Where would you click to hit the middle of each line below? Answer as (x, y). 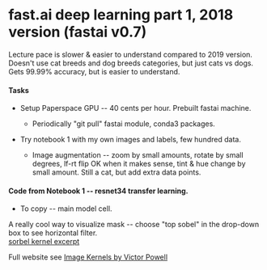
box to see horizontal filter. (53, 233)
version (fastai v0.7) (78, 32)
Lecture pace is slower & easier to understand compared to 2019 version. (131, 54)
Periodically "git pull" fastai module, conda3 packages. (124, 124)
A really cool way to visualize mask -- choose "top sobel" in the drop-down (134, 225)
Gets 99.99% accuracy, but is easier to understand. (94, 71)
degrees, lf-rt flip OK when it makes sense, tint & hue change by (139, 164)
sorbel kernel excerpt (44, 242)
